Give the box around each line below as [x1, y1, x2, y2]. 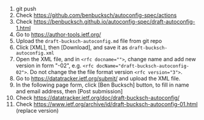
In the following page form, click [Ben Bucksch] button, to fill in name [15, 81, 189, 88]
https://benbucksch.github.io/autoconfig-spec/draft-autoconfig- [33, 18, 195, 25]
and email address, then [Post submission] [15, 88, 123, 95]
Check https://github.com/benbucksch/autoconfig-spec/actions [15, 12, 177, 19]
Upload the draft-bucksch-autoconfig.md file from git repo [15, 38, 162, 44]
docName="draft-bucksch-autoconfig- [96, 63, 189, 69]
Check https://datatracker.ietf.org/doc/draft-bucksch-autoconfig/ [15, 94, 180, 101]
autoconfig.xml [15, 50, 55, 56]
